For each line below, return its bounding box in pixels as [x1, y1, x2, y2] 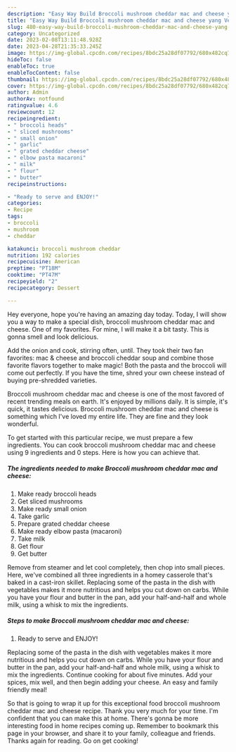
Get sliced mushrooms [17, 497, 83, 506]
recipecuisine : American [7, 258, 80, 265]
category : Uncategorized [7, 30, 80, 37]
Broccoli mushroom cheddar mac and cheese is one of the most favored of [7, 389, 225, 398]
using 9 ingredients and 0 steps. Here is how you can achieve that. [7, 448, 200, 456]
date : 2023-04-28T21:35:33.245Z [7, 43, 102, 50]
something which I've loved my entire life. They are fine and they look [7, 412, 209, 420]
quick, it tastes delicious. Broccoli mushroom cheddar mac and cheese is [7, 404, 219, 413]
